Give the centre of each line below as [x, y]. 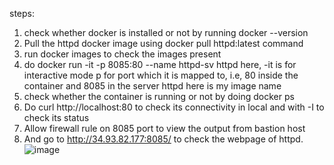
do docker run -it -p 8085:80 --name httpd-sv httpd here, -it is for [160, 64]
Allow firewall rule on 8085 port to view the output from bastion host [164, 128]
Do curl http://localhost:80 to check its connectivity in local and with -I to [174, 107]
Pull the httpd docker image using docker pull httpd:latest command [163, 43]
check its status [56, 117]
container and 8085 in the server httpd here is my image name [152, 86]
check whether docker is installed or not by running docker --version [166, 32]
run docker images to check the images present [122, 54]
